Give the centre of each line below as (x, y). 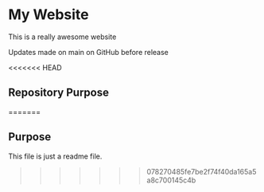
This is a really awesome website (62, 37)
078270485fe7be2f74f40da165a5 (202, 171)
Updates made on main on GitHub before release (89, 52)
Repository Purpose (59, 93)
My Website (49, 15)
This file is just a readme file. (55, 156)
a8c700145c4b (171, 180)
